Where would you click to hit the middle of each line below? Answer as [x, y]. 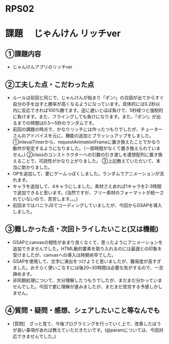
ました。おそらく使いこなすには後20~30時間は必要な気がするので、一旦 [88, 267]
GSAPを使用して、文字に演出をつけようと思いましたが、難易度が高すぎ [87, 261]
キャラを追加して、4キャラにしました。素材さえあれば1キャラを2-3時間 [87, 186]
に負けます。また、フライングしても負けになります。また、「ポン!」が [84, 117]
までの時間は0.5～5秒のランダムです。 [57, 123]
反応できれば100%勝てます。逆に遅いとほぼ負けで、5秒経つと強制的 [92, 110]
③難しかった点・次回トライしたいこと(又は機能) [82, 229]
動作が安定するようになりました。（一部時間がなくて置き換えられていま [86, 148]
